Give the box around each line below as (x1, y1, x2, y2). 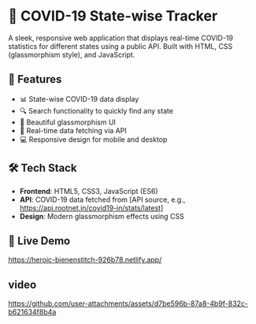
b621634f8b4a (8, 307, 57, 317)
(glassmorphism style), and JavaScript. (8, 50, 135, 59)
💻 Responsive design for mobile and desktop (19, 134, 168, 144)
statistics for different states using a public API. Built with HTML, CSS (8, 41, 233, 50)
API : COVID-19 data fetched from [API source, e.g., (19, 195, 186, 204)
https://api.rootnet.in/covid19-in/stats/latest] (19, 203, 164, 212)
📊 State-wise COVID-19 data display (19, 94, 139, 103)
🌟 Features (8, 73, 62, 86)
